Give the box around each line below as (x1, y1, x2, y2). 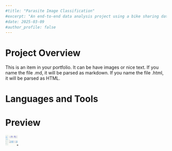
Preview (5, 117, 41, 128)
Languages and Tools (5, 93, 98, 105)
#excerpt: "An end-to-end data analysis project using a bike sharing (5, 13, 159, 19)
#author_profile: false (5, 25, 56, 30)
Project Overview (5, 47, 81, 59)
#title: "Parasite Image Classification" (5, 8, 95, 13)
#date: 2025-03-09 (5, 19, 45, 24)
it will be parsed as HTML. (5, 75, 60, 82)
